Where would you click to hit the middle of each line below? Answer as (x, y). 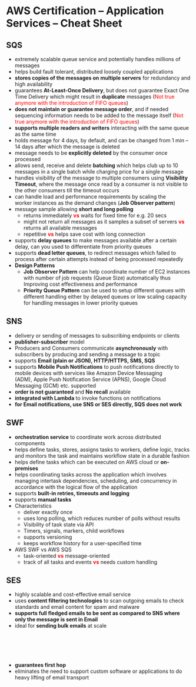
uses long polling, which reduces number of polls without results (102, 518)
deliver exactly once (48, 512)
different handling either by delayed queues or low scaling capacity (105, 296)
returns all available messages (60, 228)
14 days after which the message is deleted (67, 146)
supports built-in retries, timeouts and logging (72, 493)
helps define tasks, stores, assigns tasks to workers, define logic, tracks (102, 449)
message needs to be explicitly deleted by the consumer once (91, 153)
